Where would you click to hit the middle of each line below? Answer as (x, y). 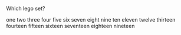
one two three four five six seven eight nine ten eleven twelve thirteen (91, 20)
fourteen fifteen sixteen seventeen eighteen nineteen (70, 26)
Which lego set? (26, 8)
